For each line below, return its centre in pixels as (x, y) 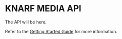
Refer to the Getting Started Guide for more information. (61, 31)
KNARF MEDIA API (43, 9)
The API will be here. (26, 22)
